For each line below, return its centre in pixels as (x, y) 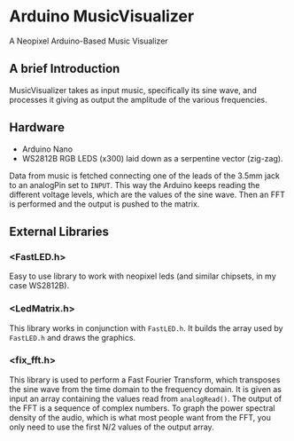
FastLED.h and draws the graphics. (72, 337)
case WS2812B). (39, 286)
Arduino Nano (47, 149)
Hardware (37, 127)
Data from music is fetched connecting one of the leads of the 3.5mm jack (145, 176)
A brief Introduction (65, 69)
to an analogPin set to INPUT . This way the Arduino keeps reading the (135, 185)
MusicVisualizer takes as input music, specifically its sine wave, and (133, 90)
